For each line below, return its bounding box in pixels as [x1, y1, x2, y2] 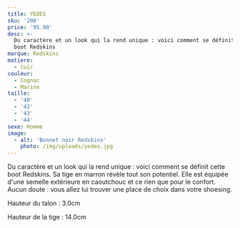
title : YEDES [7, 10, 46, 18]
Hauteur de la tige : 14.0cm [7, 213, 87, 222]
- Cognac [14, 76, 40, 84]
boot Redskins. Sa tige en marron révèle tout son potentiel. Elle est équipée [7, 170, 229, 179]
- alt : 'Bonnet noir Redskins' [14, 136, 107, 143]
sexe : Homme [7, 123, 43, 130]
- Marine [14, 83, 40, 90]
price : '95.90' [7, 24, 53, 31]
